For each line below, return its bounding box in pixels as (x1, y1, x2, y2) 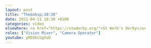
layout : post (5, 7, 33, 12)
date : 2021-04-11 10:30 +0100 (5, 16, 69, 21)
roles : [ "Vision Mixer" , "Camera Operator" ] (5, 30, 101, 35)
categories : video (5, 21, 44, 26)
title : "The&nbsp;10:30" (5, 12, 58, 17)
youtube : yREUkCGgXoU (5, 35, 51, 40)
